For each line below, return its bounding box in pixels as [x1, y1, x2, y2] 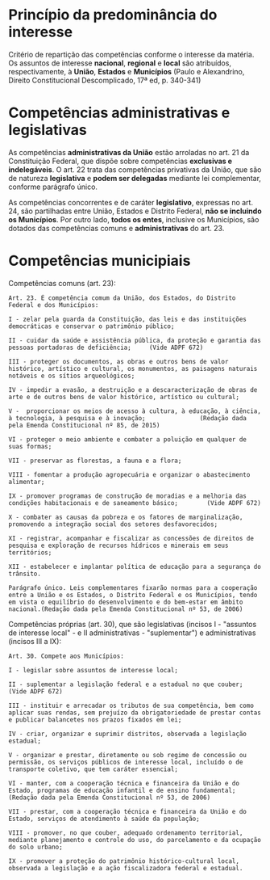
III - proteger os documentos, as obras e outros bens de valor [8, 357, 229, 365]
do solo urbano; [8, 843, 63, 851]
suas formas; [8, 442, 52, 450]
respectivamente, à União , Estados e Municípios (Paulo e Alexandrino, [8, 66, 245, 76]
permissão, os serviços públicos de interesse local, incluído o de [8, 758, 243, 766]
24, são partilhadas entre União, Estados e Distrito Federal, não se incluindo [8, 206, 262, 216]
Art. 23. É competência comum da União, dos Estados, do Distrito [8, 293, 236, 302]
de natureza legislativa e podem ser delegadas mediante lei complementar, [8, 173, 262, 183]
